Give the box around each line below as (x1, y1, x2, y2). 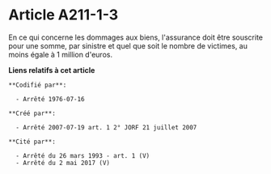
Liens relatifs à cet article (8, 65, 95, 74)
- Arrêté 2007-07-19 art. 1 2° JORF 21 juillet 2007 (15, 123, 197, 131)
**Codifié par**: (8, 81, 67, 89)
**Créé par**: (8, 109, 57, 117)
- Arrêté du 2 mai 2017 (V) (15, 159, 111, 167)
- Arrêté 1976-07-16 (15, 95, 85, 103)
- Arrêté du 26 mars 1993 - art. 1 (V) (15, 151, 150, 159)
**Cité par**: (8, 138, 57, 146)
